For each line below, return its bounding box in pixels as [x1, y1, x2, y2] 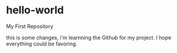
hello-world [6, 3, 64, 17]
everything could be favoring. [6, 40, 77, 47]
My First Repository [6, 23, 54, 30]
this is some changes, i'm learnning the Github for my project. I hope [6, 34, 172, 41]
